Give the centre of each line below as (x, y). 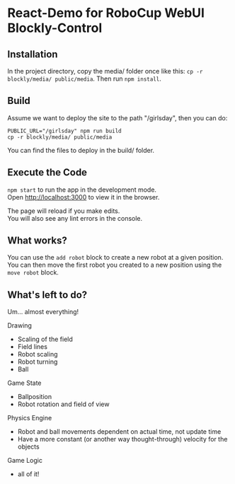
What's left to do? (47, 295)
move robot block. (33, 272)
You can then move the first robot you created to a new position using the (115, 265)
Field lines (33, 347)
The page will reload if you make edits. (64, 211)
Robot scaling (38, 355)
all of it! (28, 474)
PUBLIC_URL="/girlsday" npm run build (64, 131)
